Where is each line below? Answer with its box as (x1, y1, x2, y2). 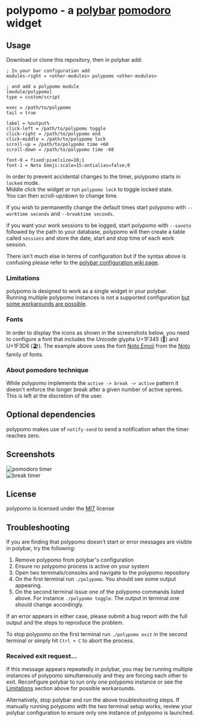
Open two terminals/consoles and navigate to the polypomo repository (14, 569, 190, 577)
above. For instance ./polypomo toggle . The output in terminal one (14, 595, 180, 602)
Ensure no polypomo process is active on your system (14, 563, 150, 570)
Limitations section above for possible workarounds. (6, 685, 136, 692)
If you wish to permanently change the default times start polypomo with (6, 204, 186, 211)
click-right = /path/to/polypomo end (6, 131, 101, 137)
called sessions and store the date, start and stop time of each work (6, 235, 174, 241)
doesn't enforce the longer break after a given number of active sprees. (6, 386, 184, 393)
